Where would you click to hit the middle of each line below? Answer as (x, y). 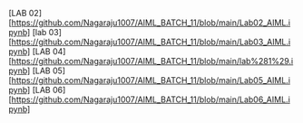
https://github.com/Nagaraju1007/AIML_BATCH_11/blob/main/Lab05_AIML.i (151, 80)
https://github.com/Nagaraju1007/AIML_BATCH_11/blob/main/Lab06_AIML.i (151, 99)
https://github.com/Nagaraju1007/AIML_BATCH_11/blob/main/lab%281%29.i (152, 61)
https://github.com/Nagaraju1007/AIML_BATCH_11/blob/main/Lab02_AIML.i (151, 23)
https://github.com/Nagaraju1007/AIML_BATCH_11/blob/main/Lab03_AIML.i (151, 42)
